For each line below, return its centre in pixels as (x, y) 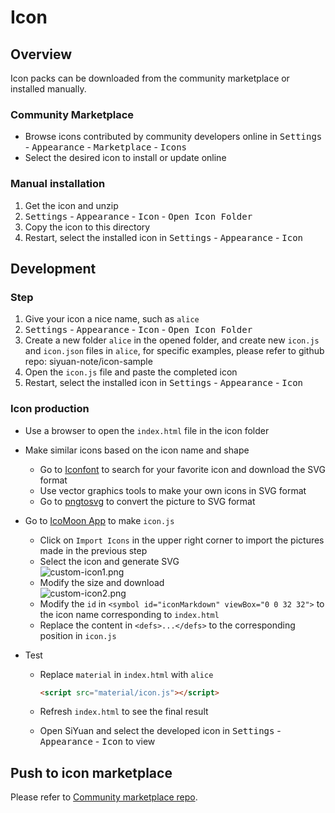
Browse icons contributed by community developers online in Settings (173, 137)
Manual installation (58, 184)
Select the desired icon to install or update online (125, 158)
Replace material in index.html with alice (126, 674)
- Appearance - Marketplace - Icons (106, 147)
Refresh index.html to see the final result (124, 712)
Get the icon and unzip (71, 205)
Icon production (50, 409)
